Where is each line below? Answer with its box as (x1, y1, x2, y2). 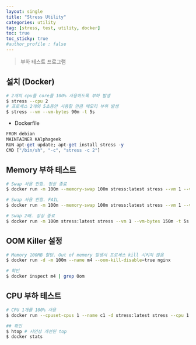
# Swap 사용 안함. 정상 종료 (6, 181, 67, 187)
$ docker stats (6, 334, 43, 340)
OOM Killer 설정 (6, 236, 62, 246)
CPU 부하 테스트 (6, 291, 62, 301)
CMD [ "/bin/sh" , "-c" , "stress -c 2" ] (6, 147, 100, 153)
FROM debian (6, 131, 35, 137)
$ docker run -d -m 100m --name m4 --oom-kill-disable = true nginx (6, 257, 171, 264)
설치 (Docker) (6, 77, 55, 87)
